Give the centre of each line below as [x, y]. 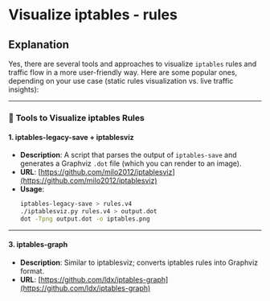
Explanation [39, 45]
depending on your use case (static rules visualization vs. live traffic [121, 81]
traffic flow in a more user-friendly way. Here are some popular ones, [123, 72]
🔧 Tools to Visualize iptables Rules [76, 118]
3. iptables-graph [38, 245]
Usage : [32, 189]
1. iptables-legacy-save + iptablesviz [71, 137]
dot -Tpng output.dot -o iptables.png [85, 219]
